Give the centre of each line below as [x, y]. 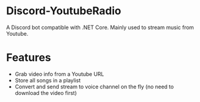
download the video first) [46, 93]
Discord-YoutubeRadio [64, 11]
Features [29, 58]
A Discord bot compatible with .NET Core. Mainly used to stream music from [100, 27]
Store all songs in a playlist [48, 80]
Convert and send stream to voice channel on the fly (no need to [94, 87]
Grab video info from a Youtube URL [59, 74]
